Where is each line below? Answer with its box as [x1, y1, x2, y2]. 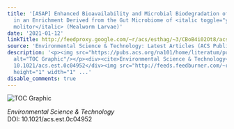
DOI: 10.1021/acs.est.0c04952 [7, 115, 93, 123]
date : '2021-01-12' [7, 29, 64, 37]
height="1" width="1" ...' [13, 68, 92, 75]
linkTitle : [7, 36, 39, 43]
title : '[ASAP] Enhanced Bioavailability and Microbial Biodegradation [7, 10, 219, 17]
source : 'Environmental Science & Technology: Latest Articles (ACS [7, 43, 210, 50]
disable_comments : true [7, 75, 77, 82]
